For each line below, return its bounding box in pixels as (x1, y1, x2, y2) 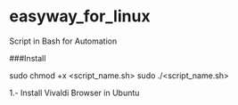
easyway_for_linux (9, 6, 151, 27)
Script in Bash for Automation (9, 36, 118, 46)
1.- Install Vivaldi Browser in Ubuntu (9, 87, 140, 98)
